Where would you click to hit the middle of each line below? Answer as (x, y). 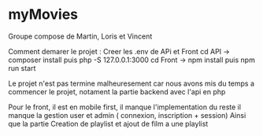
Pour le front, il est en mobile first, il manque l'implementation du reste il (125, 107)
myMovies (43, 15)
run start (22, 68)
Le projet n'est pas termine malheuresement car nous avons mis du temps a (131, 83)
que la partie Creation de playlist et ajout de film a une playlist (108, 123)
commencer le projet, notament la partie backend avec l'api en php (117, 91)
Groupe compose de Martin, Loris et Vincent (80, 36)
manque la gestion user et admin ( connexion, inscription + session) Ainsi (127, 115)
